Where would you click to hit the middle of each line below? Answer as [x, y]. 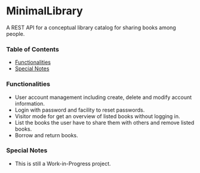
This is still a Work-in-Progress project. [63, 163]
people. [16, 33]
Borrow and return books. [47, 135]
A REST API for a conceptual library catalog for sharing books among [91, 27]
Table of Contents [33, 49]
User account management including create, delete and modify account [103, 97]
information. [30, 103]
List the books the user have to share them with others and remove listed [104, 122]
